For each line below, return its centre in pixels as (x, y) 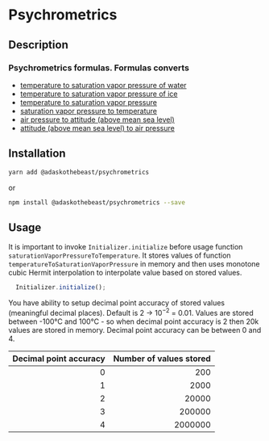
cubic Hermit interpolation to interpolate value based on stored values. (125, 273)
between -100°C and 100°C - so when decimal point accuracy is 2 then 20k (134, 321)
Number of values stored (162, 359)
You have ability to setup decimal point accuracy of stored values (117, 303)
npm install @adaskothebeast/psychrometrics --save (97, 202)
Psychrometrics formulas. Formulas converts (99, 68)
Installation (37, 154)
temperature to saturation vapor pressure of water (103, 85)
